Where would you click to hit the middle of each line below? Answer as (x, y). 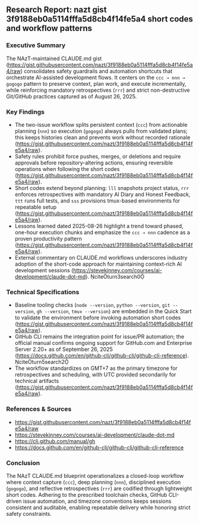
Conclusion (23, 463)
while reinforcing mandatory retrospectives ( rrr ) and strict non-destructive (98, 90)
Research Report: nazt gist (56, 10)
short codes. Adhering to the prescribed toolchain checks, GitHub (87, 494)
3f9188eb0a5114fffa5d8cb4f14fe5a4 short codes (99, 19)
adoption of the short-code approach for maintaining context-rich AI (98, 264)
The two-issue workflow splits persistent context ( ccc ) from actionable (101, 124)
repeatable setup (36, 207)
